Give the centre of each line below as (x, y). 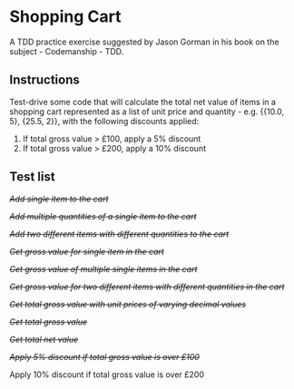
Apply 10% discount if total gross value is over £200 (107, 374)
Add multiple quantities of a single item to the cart (103, 216)
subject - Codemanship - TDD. (67, 51)
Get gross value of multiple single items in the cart (103, 268)
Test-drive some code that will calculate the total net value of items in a (143, 102)
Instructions (44, 80)
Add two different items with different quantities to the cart (119, 234)
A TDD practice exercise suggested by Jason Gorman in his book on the (144, 42)
